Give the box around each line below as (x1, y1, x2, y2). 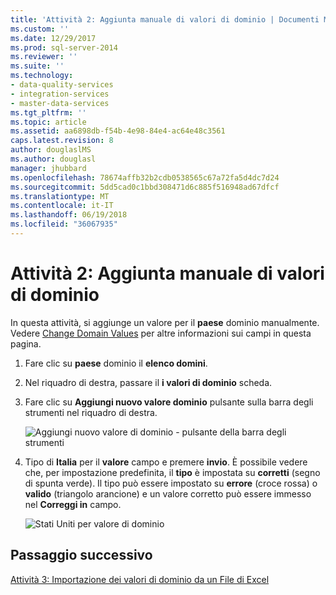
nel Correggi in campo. (24, 498, 122, 510)
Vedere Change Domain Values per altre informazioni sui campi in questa (10, 327, 312, 339)
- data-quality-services (10, 80, 114, 90)
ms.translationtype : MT (10, 191, 110, 201)
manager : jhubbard (10, 163, 87, 173)
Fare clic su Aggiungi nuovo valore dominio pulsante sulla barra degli (24, 396, 314, 408)
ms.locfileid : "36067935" (10, 219, 118, 230)
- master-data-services (10, 98, 110, 108)
